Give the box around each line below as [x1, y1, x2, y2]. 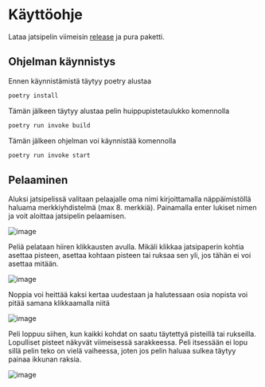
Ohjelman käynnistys [8, 55, 116, 68]
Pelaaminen [8, 173, 68, 186]
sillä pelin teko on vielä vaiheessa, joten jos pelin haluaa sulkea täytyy [8, 346, 236, 356]
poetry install [8, 92, 59, 100]
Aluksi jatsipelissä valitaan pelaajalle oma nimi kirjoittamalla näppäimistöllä [8, 194, 251, 204]
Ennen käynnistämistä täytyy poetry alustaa [8, 76, 152, 85]
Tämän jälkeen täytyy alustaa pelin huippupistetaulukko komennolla [8, 106, 230, 115]
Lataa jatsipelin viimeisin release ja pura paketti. [8, 32, 165, 41]
